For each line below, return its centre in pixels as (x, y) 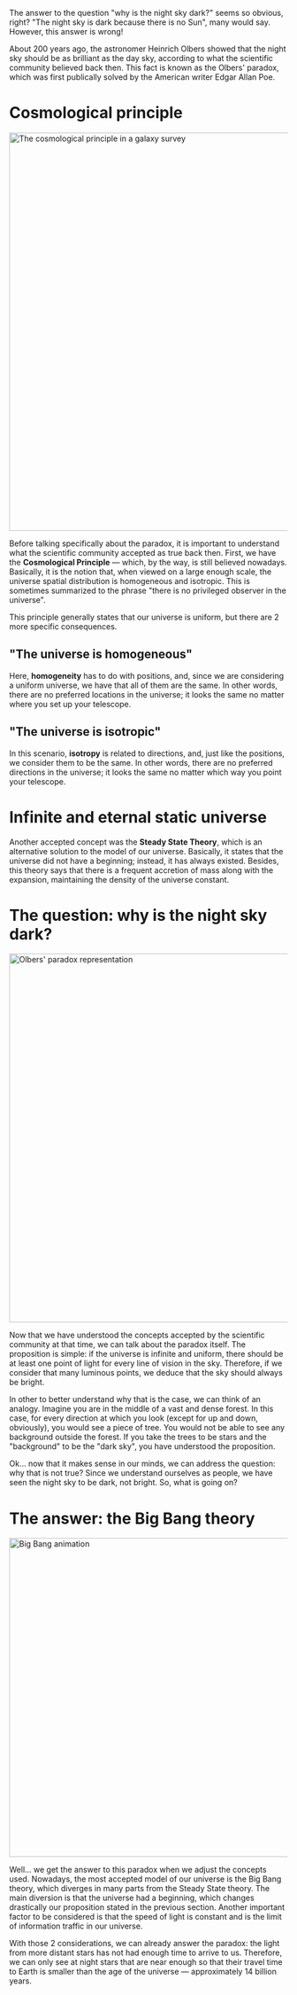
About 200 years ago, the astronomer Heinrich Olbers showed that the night (148, 49)
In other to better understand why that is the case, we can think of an (135, 1399)
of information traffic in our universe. (76, 1926)
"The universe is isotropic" (85, 732)
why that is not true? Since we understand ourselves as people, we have (141, 1473)
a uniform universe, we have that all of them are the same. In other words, (144, 685)
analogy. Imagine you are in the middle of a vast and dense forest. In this (141, 1409)
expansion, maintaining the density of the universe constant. (119, 879)
